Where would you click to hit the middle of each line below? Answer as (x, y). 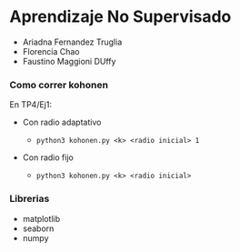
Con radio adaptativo (62, 122)
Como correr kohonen (59, 85)
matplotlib (41, 218)
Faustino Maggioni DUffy (69, 61)
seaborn (38, 228)
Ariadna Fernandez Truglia (72, 42)
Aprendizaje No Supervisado (120, 17)
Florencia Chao (51, 51)
